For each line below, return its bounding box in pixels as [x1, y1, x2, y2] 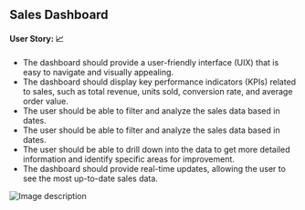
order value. [22, 95, 68, 106]
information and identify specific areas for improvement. [22, 154, 236, 165]
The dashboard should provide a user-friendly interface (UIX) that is [22, 56, 279, 67]
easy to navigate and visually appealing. [22, 66, 174, 77]
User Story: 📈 [9, 33, 64, 44]
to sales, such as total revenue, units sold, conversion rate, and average [22, 85, 293, 96]
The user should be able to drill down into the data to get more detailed [22, 144, 290, 155]
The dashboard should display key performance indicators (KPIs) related [22, 76, 297, 87]
